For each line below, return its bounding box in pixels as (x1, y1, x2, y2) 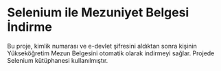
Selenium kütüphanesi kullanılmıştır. (7, 56, 108, 64)
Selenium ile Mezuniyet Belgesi (7, 5, 189, 20)
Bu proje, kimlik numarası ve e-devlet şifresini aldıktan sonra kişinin (7, 42, 198, 50)
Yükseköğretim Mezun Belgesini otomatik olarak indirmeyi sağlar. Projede (7, 49, 215, 57)
